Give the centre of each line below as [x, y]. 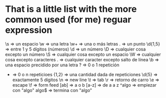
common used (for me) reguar [68, 20]
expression [29, 30]
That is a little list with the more [71, 9]
